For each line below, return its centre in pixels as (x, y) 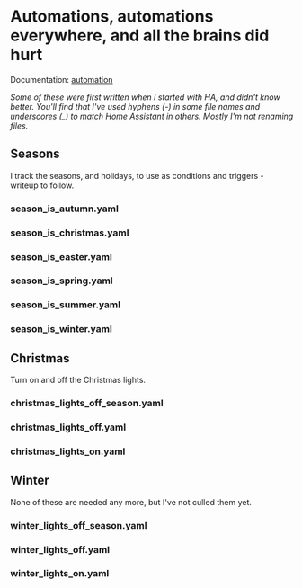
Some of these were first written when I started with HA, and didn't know (146, 97)
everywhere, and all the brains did (140, 36)
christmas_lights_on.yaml (68, 451)
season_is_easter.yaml (62, 256)
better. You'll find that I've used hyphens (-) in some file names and (135, 106)
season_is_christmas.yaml (70, 233)
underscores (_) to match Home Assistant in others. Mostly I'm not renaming (152, 116)
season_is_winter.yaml (62, 329)
